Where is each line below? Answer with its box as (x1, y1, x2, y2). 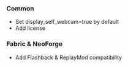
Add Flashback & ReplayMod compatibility (15, 54, 122, 61)
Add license (15, 24, 46, 32)
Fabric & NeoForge (6, 40, 63, 48)
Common (6, 4, 35, 13)
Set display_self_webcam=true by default (15, 18, 119, 26)
